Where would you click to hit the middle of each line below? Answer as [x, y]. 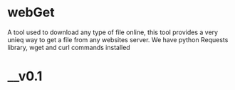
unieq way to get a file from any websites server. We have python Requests [118, 39]
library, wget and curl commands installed [69, 47]
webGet [31, 12]
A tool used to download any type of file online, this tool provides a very [113, 32]
